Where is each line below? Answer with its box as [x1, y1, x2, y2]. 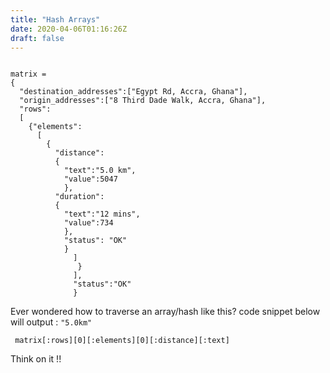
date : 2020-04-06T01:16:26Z [10, 24, 128, 34]
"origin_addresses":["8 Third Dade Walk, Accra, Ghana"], [19, 96, 267, 106]
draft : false [10, 33, 65, 43]
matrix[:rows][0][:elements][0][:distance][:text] [14, 336, 230, 346]
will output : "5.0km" [10, 316, 93, 328]
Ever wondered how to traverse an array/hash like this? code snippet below [10, 306, 321, 318]
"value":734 [63, 218, 114, 228]
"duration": [54, 192, 105, 202]
